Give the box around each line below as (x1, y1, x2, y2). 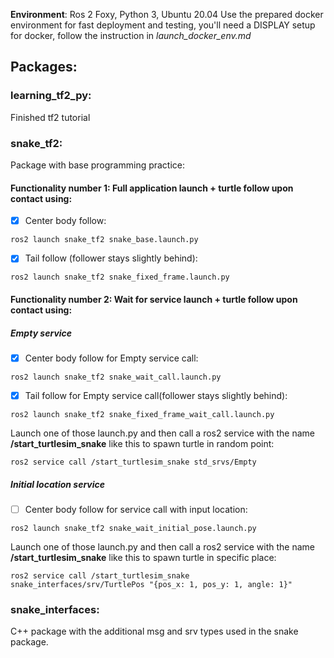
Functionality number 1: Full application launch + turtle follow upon (10, 182, 294, 194)
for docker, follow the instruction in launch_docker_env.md (10, 30, 252, 41)
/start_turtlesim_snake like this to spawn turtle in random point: (10, 438, 275, 449)
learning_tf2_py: (10, 89, 92, 103)
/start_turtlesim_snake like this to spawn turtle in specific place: (10, 552, 277, 564)
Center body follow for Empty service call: (24, 352, 199, 364)
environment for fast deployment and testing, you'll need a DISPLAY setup (10, 19, 316, 31)
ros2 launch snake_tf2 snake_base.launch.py (10, 235, 199, 245)
